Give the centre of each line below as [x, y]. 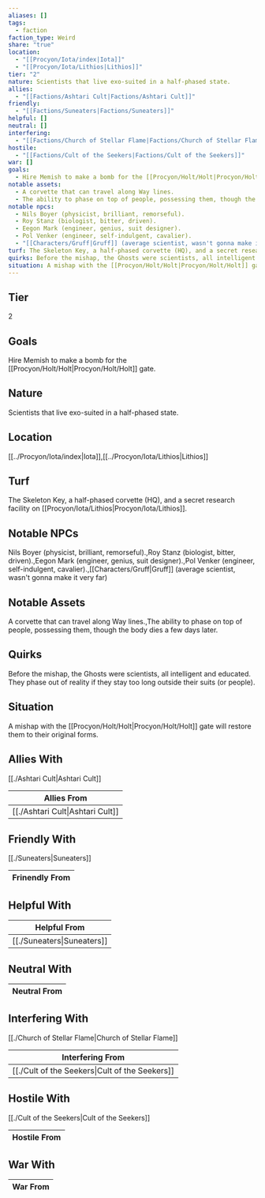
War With [32, 1164]
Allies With [35, 759]
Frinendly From [41, 878]
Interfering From [93, 1057]
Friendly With [42, 839]
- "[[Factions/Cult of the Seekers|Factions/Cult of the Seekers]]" [130, 155]
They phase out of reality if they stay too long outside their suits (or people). [132, 682]
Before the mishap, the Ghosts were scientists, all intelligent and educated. [129, 673]
